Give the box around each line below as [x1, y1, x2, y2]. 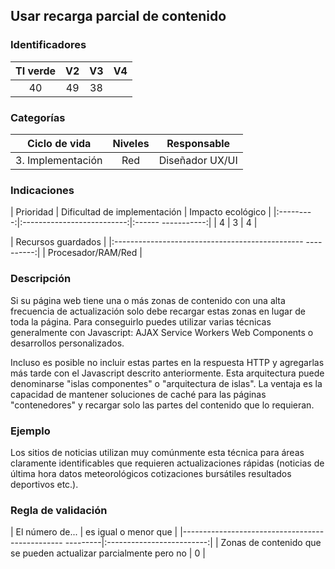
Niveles [112, 136, 150, 150]
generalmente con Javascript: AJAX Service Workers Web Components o [10, 326, 314, 338]
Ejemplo [10, 424, 51, 438]
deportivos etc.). [10, 478, 79, 490]
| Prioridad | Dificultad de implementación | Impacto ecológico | [10, 206, 272, 218]
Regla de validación [10, 503, 108, 517]
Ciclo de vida [27, 136, 92, 150]
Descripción [10, 272, 72, 286]
